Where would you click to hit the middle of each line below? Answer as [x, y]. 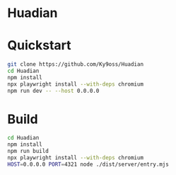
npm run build [28, 151]
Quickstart [40, 46]
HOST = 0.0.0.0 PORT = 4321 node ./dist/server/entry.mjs [88, 164]
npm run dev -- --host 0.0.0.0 [53, 91]
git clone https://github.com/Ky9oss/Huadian [75, 64]
